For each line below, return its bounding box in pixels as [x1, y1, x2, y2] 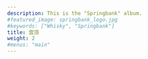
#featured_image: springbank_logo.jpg [7, 16, 118, 23]
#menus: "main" [7, 41, 51, 48]
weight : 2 [7, 35, 36, 42]
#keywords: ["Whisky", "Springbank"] [7, 22, 115, 29]
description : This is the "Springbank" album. [7, 9, 143, 17]
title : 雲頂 [7, 28, 39, 36]
